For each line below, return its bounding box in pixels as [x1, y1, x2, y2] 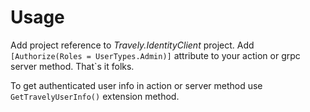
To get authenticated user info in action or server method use [10, 79, 263, 91]
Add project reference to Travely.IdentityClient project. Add [10, 39, 255, 51]
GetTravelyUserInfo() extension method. [10, 90, 180, 102]
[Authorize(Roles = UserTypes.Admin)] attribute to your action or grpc [10, 49, 301, 61]
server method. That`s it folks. [10, 60, 135, 72]
